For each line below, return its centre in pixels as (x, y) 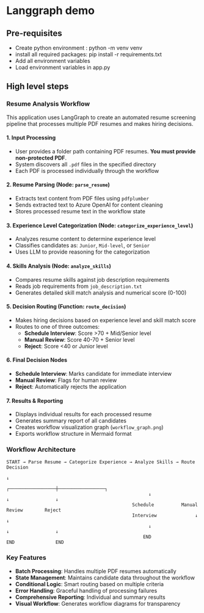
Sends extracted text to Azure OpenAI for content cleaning (89, 205)
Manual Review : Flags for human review (66, 380)
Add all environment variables (53, 61)
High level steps (38, 86)
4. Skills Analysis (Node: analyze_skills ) (59, 266)
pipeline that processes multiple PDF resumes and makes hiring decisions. (100, 123)
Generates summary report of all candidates (71, 421)
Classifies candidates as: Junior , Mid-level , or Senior (82, 246)
